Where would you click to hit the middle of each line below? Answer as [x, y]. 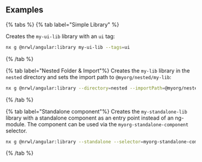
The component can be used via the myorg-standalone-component [108, 124]
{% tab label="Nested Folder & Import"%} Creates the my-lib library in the [98, 70]
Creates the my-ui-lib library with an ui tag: [60, 36]
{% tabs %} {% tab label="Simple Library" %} [62, 24]
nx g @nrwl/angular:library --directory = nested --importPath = [85, 88]
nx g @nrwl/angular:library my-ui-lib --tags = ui [68, 47]
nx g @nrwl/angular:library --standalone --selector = [75, 141]
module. [16, 124]
